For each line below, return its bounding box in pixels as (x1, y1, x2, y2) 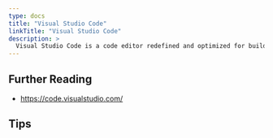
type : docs (8, 11, 45, 20)
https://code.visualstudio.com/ (19, 93, 123, 103)
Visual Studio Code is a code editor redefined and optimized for (15, 42, 245, 50)
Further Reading (8, 72, 93, 86)
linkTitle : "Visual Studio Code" (8, 27, 122, 35)
